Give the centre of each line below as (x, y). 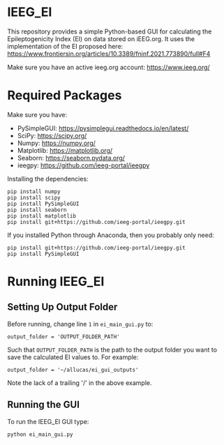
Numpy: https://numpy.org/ (57, 143)
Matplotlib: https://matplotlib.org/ (65, 150)
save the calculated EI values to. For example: (73, 357)
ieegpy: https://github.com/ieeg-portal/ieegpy (83, 165)
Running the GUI (44, 405)
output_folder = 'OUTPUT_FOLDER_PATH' (64, 337)
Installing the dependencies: (48, 179)
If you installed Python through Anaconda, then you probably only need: (111, 235)
